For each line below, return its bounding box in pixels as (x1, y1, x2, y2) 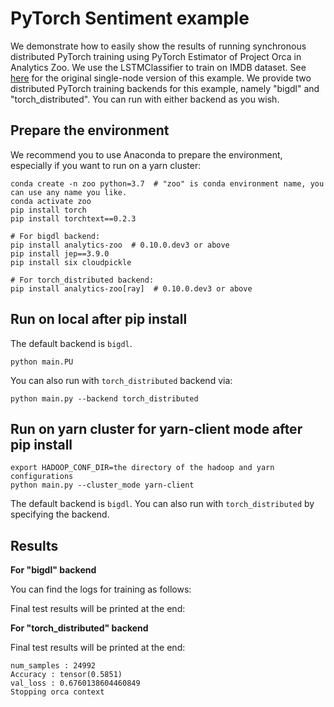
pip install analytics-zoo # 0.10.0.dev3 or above (10, 240, 230, 250)
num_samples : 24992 (10, 661, 97, 671)
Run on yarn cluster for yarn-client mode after (10, 420, 303, 437)
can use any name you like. (10, 187, 128, 197)
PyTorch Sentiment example (10, 7, 250, 30)
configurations (10, 472, 74, 482)
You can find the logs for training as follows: (10, 583, 192, 596)
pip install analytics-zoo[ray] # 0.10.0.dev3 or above (10, 283, 253, 294)
